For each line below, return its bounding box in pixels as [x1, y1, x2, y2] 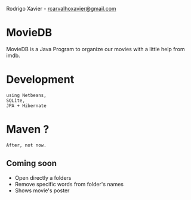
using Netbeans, [6, 92, 47, 98]
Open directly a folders [14, 174, 72, 181]
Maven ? [6, 123, 50, 136]
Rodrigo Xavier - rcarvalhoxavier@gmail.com [6, 5, 116, 12]
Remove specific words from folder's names [14, 180, 124, 187]
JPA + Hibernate [6, 102, 47, 109]
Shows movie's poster [14, 187, 70, 194]
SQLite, [6, 98, 26, 104]
